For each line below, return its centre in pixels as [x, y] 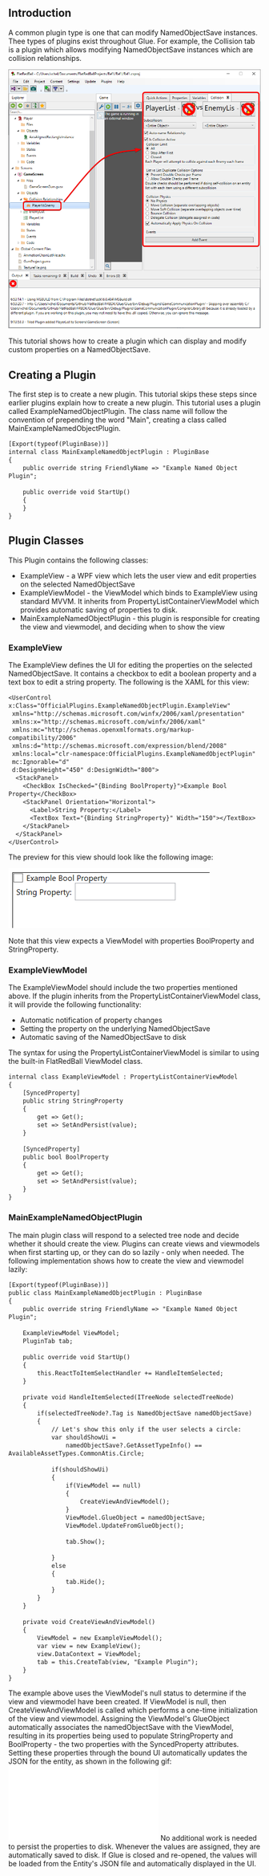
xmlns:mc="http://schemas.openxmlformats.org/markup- [103, 730]
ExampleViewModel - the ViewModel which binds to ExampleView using [139, 592]
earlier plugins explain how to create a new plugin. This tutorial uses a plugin [134, 403]
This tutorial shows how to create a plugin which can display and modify [127, 341]
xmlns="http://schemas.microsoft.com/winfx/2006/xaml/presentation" [128, 714]
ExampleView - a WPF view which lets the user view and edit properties [138, 575]
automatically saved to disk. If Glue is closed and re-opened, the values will [133, 1855]
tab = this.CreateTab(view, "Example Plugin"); [118, 1662]
